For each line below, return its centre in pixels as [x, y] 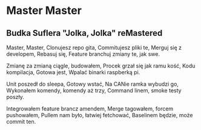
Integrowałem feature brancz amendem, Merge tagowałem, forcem [90, 109]
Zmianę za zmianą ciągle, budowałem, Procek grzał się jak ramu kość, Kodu [101, 66]
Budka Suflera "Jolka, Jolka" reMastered [84, 33]
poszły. [15, 97]
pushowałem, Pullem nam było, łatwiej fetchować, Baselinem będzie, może [100, 115]
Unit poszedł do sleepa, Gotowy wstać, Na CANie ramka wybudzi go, [92, 84]
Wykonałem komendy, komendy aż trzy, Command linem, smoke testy [94, 91]
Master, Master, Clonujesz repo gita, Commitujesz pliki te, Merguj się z [94, 47]
